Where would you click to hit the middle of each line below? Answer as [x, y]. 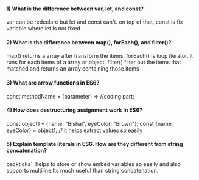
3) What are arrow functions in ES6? [53, 83]
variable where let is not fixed [44, 29]
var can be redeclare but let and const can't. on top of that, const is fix [95, 22]
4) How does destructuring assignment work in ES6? [75, 110]
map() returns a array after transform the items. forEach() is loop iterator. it [100, 56]
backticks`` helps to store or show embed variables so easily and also [93, 164]
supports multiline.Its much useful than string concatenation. [82, 171]
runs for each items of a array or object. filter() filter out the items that [94, 62]
